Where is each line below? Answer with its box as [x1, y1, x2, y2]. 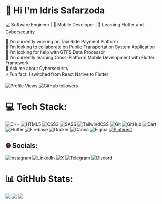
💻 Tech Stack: [5, 101, 67, 113]
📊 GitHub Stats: [5, 173, 74, 184]
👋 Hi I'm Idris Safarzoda [5, 5, 105, 16]
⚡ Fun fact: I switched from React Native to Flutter [5, 71, 109, 77]
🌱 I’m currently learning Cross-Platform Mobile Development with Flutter [5, 54, 155, 60]
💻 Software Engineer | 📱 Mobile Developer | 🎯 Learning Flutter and [5, 21, 144, 27]
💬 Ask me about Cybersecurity [5, 65, 69, 71]
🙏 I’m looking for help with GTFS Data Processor [5, 49, 105, 55]
